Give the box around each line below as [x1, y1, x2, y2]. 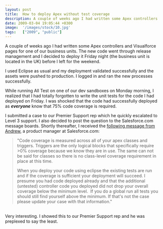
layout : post [5, 7, 32, 12]
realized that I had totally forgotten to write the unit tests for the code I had [5, 93, 154, 99]
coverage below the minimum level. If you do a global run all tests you [17, 188, 158, 194]
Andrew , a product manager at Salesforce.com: [5, 128, 100, 134]
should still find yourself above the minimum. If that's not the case [17, 194, 149, 199]
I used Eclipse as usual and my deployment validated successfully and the [5, 68, 154, 73]
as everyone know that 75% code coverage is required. [5, 103, 117, 109]
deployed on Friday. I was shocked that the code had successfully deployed [5, 98, 158, 104]
